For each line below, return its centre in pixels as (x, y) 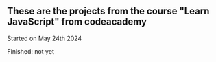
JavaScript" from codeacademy (77, 22)
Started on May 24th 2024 (45, 38)
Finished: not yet (31, 51)
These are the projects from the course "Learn (108, 11)
